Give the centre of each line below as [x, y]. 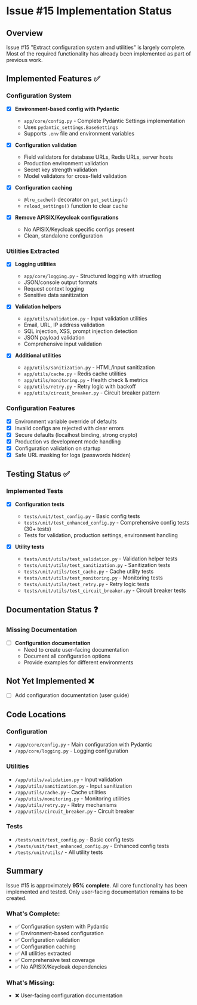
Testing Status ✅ [38, 474]
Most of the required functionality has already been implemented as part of [98, 54]
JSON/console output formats [61, 282]
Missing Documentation [42, 630]
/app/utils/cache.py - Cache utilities [60, 792]
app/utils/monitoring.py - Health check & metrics [86, 380]
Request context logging [54, 289]
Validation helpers [38, 307]
